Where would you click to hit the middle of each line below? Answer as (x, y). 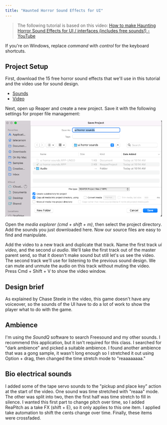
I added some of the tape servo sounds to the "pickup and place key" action (83, 386)
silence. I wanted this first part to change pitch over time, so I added (75, 402)
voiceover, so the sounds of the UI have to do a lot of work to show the (78, 304)
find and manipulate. (26, 235)
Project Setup (27, 67)
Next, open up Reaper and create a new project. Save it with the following (81, 108)
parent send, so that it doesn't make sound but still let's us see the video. (80, 255)
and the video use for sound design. (42, 84)
